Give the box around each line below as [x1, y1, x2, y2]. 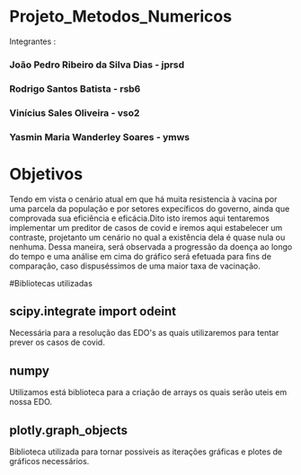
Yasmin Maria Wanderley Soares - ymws [9, 130, 190, 143]
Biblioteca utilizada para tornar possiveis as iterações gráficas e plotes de [9, 446, 283, 457]
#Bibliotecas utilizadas [9, 277, 93, 288]
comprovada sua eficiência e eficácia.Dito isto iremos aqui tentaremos [9, 213, 270, 224]
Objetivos [9, 163, 84, 184]
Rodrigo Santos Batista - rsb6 [9, 83, 141, 95]
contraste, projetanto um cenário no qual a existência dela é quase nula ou [9, 232, 286, 242]
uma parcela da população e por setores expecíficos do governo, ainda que [9, 203, 290, 214]
